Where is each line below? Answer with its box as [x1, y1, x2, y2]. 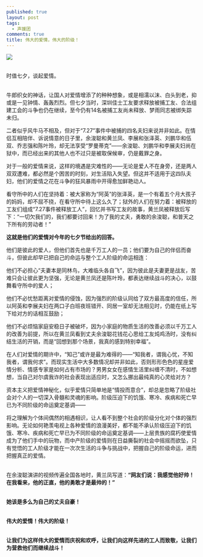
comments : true [6, 31, 45, 37]
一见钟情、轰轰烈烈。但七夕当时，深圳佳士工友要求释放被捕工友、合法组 [16, 99, 197, 106]
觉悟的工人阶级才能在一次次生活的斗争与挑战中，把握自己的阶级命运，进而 [11, 445, 197, 451]
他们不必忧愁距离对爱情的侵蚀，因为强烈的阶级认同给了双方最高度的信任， [6, 295, 192, 302]
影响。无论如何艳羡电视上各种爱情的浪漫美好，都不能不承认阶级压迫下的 [6, 422, 186, 429]
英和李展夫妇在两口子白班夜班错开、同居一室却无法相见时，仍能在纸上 [16, 302, 192, 309]
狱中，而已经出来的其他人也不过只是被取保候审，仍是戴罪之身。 [6, 149, 165, 157]
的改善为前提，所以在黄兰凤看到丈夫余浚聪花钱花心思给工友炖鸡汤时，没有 [6, 330, 192, 337]
